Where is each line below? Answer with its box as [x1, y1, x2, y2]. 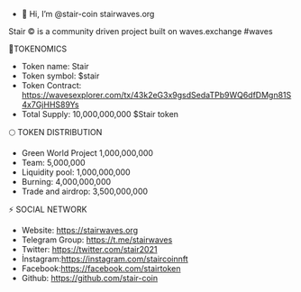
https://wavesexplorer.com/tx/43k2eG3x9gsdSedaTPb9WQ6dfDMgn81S [21, 90, 292, 100]
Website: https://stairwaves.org [21, 225, 139, 235]
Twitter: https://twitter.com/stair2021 [21, 244, 158, 254]
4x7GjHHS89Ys [21, 99, 79, 110]
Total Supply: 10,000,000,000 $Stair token [21, 109, 179, 119]
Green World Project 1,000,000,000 [21, 148, 154, 158]
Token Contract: [21, 80, 82, 90]
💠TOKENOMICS [8, 43, 68, 54]
